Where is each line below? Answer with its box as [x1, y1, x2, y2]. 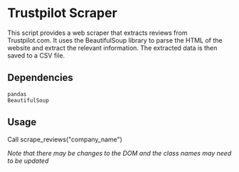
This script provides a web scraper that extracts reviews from [7, 28, 188, 37]
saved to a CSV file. [7, 51, 65, 60]
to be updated [7, 156, 49, 165]
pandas [7, 90, 27, 97]
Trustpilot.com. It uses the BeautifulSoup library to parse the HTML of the [7, 36, 223, 44]
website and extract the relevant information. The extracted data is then [7, 43, 218, 52]
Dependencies [7, 72, 73, 84]
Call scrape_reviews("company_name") [7, 135, 123, 144]
